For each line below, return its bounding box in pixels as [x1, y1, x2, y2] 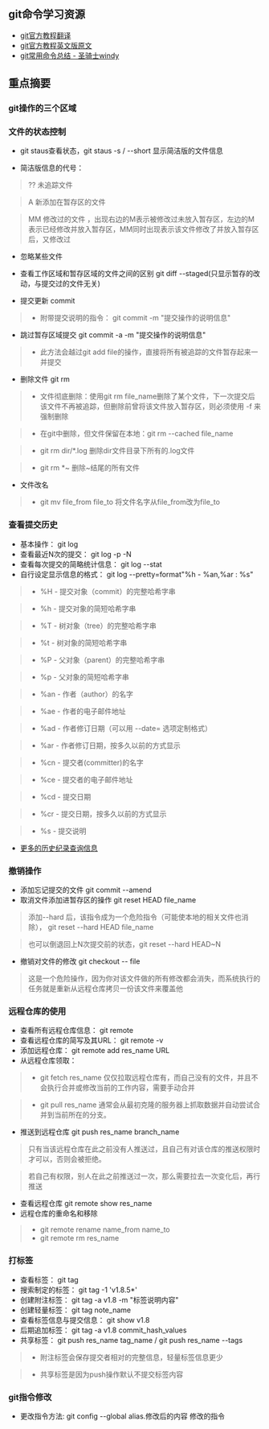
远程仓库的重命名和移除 [19, 1208, 98, 1218]
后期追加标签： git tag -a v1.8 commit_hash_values [19, 1325, 187, 1335]
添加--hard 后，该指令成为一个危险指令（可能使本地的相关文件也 [27, 912, 243, 922]
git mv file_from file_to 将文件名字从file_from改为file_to [39, 498, 221, 507]
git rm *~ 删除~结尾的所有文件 [39, 463, 141, 473]
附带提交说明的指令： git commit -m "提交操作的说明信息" [39, 313, 231, 323]
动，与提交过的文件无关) [19, 279, 100, 288]
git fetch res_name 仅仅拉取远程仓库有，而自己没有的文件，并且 [39, 1073, 251, 1083]
